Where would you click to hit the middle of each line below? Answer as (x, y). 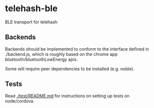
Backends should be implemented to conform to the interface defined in (77, 49)
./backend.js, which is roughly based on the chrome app (61, 54)
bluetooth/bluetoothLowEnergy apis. (42, 59)
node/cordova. (20, 101)
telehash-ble (31, 9)
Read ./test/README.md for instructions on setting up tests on (67, 96)
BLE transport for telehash (31, 22)
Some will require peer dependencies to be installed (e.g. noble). (70, 69)
